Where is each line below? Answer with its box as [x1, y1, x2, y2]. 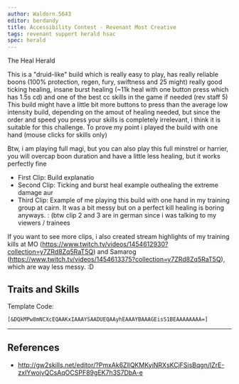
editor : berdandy [7, 17, 59, 24]
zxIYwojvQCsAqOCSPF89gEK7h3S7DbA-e [17, 368, 144, 377]
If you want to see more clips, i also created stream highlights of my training [7, 233, 230, 241]
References [7, 342, 60, 354]
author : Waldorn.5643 [7, 10, 72, 18]
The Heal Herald [7, 56, 55, 65]
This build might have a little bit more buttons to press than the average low [7, 100, 228, 109]
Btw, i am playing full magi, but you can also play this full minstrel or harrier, [7, 144, 229, 153]
